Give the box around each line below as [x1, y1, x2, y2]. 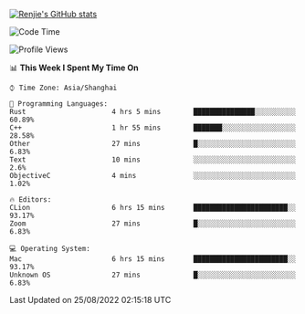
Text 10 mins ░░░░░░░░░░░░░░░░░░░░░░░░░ [9, 155, 297, 164]
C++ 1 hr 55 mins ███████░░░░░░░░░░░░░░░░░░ [9, 123, 297, 132]
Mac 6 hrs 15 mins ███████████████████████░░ [9, 255, 297, 264]
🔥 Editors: [9, 195, 52, 204]
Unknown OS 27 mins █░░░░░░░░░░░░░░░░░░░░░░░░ [9, 270, 297, 279]
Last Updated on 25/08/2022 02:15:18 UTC [9, 295, 172, 305]
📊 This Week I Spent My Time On [9, 62, 139, 73]
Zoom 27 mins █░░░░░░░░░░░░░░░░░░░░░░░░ [9, 219, 297, 228]
